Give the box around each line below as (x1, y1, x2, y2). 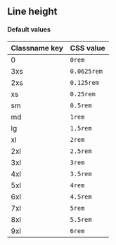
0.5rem (70, 101, 92, 110)
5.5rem (70, 216, 92, 223)
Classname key (11, 43, 63, 53)
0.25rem (70, 90, 96, 98)
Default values (7, 25, 51, 34)
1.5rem (70, 124, 92, 132)
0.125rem (70, 79, 100, 86)
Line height (7, 6, 58, 18)
